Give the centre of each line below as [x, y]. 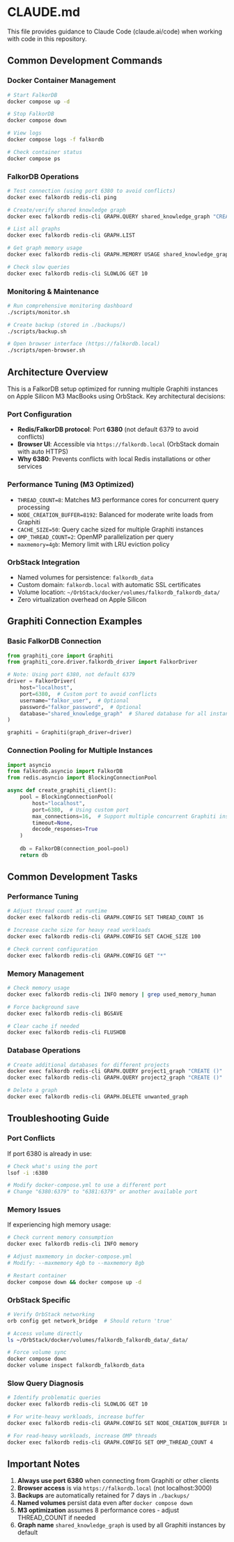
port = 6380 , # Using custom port [81, 810]
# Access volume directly [45, 1333]
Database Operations [44, 1050]
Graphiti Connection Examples [75, 622]
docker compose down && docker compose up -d [74, 1282]
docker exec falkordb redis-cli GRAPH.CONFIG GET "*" [87, 956]
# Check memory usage [39, 988]
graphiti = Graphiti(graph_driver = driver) [70, 733]
